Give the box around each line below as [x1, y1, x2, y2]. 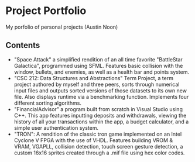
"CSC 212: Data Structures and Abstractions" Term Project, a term [13, 74, 174, 81]
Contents [5, 40, 40, 50]
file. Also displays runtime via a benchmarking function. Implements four [13, 93, 189, 100]
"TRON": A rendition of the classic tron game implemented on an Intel [13, 130, 182, 137]
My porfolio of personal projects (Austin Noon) [5, 23, 118, 30]
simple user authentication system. [13, 124, 99, 131]
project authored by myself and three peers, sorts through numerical [13, 81, 180, 88]
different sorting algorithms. [13, 99, 81, 106]
